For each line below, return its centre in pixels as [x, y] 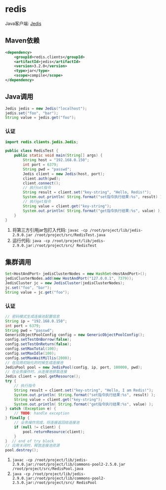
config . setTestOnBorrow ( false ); [38, 340]
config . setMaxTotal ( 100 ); [32, 349]
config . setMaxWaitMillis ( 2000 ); [38, 358]
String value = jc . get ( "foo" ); [37, 292]
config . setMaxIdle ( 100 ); [31, 353]
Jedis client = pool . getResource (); [43, 376]
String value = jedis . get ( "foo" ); [41, 118]
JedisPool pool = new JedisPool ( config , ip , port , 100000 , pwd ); [74, 367]
